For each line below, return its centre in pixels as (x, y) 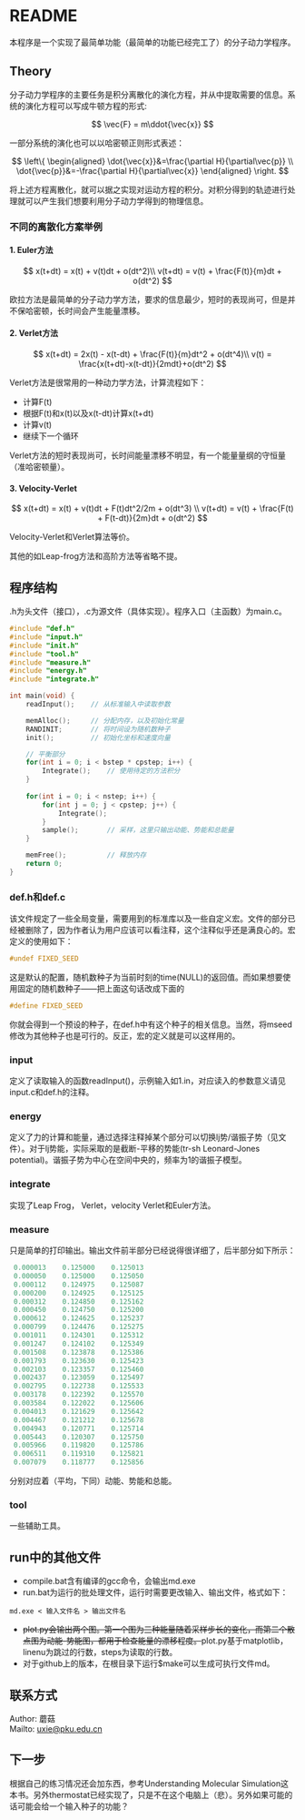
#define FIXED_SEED (46, 1006)
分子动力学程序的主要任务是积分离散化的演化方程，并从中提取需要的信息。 (148, 94)
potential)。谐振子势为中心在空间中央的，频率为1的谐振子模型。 (128, 1160)
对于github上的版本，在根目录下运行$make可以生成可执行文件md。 (148, 1663)
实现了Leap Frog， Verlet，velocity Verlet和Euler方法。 (113, 1205)
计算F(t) (37, 402)
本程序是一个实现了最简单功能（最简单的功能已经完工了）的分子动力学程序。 (152, 42)
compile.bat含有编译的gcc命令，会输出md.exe (109, 1581)
